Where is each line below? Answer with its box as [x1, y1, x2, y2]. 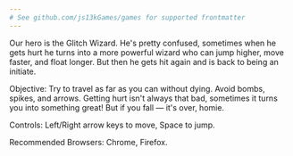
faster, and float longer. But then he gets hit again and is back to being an [9, 56, 280, 67]
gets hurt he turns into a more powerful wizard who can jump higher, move [9, 46, 284, 58]
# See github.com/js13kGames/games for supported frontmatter [9, 12, 246, 22]
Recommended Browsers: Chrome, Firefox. [9, 136, 168, 147]
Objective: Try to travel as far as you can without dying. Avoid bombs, [9, 83, 265, 94]
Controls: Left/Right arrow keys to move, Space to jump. [9, 119, 216, 130]
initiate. [9, 66, 37, 77]
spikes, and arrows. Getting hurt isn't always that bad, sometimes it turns [9, 93, 279, 103]
